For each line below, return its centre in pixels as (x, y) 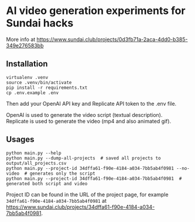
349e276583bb (25, 46)
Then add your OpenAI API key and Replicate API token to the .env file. (91, 103)
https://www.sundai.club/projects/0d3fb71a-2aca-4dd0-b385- (112, 39)
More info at (21, 39)
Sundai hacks (40, 23)
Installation (27, 64)
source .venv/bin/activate (39, 82)
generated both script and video (47, 183)
